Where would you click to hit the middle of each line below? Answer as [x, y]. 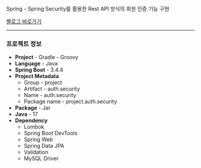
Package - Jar [33, 108]
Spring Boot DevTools [51, 133]
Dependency [31, 120]
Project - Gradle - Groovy [47, 57]
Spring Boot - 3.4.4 [39, 70]
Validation [36, 152]
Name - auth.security [50, 95]
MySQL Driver [41, 158]
